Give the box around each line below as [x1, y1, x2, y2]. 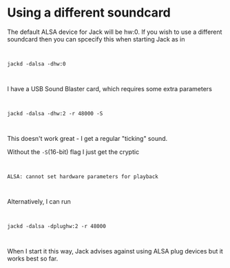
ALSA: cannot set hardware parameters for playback [7, 173, 158, 180]
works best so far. [7, 254, 59, 262]
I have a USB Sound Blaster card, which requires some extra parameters [7, 84, 212, 93]
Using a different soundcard [7, 5, 171, 21]
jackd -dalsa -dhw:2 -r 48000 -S [7, 110, 103, 117]
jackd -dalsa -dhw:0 [7, 60, 67, 67]
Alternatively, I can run [7, 197, 71, 205]
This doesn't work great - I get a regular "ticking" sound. [7, 134, 168, 142]
